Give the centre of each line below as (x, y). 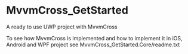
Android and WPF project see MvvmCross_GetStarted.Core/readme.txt (93, 45)
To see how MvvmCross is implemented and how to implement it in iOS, (94, 38)
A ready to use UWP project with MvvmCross (62, 27)
